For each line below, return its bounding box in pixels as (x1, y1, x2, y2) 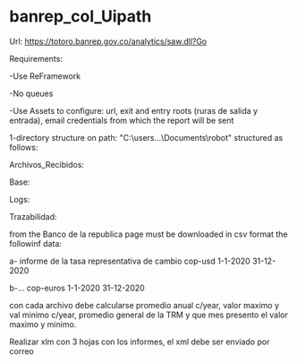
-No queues (9, 88, 54, 99)
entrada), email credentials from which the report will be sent (9, 115, 234, 126)
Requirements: (9, 53, 63, 64)
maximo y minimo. (9, 318, 77, 329)
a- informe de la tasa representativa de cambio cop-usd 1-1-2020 (9, 256, 250, 266)
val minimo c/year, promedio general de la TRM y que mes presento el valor (9, 309, 289, 320)
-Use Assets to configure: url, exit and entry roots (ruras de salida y (9, 105, 258, 116)
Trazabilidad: (9, 211, 57, 221)
